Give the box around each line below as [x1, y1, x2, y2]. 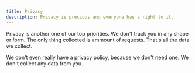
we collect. [6, 42, 33, 50]
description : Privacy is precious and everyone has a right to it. [6, 14, 175, 20]
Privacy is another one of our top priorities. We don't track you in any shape [6, 30, 189, 37]
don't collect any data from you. [6, 60, 83, 67]
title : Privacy [6, 8, 43, 15]
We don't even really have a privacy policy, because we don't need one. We [6, 54, 189, 61]
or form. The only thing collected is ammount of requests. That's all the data [6, 36, 190, 43]
